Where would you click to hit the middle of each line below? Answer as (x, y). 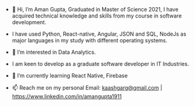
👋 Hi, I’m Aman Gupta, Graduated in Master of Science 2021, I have (95, 9)
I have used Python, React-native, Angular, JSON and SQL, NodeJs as (99, 34)
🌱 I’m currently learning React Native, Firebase (70, 75)
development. (29, 22)
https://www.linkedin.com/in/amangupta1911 (67, 96)
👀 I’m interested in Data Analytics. (54, 52)
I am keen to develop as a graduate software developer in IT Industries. (100, 64)
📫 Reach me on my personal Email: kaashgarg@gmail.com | (87, 88)
